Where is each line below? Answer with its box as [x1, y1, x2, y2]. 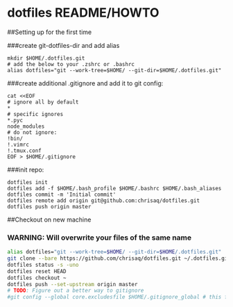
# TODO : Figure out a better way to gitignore [7, 287, 144, 294]
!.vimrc [7, 141, 30, 148]
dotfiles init [7, 179, 49, 185]
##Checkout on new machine [7, 215, 92, 224]
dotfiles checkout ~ [7, 274, 67, 281]
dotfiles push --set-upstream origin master [7, 281, 138, 288]
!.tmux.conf [7, 147, 42, 154]
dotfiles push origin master [7, 203, 92, 210]
